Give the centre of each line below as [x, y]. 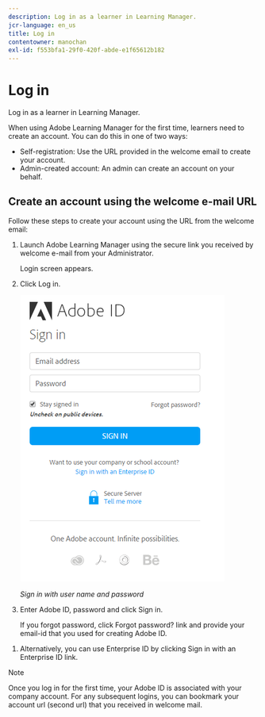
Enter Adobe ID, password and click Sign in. [91, 609]
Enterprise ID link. [49, 657]
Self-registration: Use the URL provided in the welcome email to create [135, 151]
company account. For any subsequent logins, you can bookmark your [124, 696]
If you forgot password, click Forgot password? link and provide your [132, 625]
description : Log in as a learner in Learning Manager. [102, 17]
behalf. [31, 177]
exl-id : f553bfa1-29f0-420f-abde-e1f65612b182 [86, 50]
